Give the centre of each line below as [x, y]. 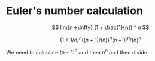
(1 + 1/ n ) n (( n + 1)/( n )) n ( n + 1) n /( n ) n [101, 39]
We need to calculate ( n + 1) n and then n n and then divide [77, 52]
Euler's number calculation [75, 11]
